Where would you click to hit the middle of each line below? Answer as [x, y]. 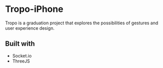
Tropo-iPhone [34, 9]
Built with [20, 44]
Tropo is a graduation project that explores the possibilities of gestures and [82, 23]
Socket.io [22, 56]
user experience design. [30, 28]
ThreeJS [21, 61]
